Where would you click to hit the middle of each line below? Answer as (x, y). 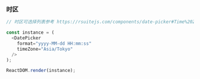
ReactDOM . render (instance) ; (41, 71)
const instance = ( (30, 33)
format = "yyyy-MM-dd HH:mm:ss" (54, 43)
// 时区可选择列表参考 (30, 22)
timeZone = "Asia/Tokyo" (45, 49)
